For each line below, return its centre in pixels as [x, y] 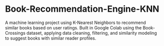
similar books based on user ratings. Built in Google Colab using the [73, 27]
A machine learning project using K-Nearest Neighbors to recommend [75, 23]
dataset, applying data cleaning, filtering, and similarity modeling [92, 33]
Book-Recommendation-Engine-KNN [82, 9]
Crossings [15, 33]
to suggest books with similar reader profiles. [51, 38]
